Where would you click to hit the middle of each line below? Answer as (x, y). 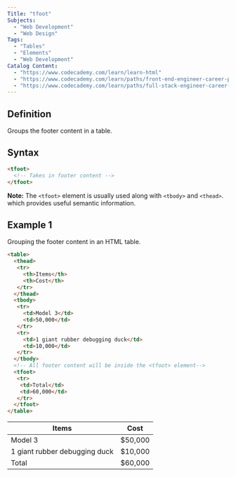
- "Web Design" (36, 33)
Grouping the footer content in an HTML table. (74, 242)
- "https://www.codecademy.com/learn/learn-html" (87, 72)
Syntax (23, 153)
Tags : (15, 40)
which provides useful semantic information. (71, 203)
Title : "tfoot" (29, 14)
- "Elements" (33, 53)
